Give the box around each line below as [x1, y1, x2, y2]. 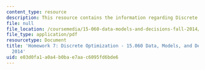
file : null [6, 20, 34, 26]
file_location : [6, 26, 45, 32]
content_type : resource [6, 9, 67, 15]
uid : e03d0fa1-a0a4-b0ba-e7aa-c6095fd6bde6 [6, 54, 119, 60]
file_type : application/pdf [6, 32, 78, 38]
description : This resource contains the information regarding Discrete [6, 15, 198, 21]
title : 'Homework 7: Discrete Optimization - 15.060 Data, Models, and [6, 43, 192, 49]
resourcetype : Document [6, 37, 67, 43]
